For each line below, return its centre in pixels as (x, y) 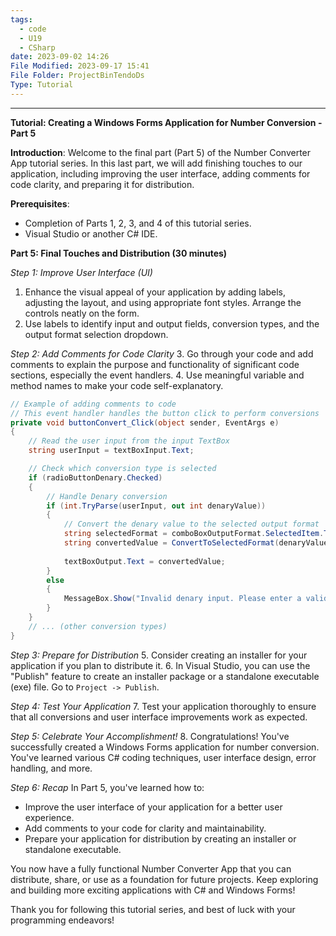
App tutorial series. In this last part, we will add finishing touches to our (156, 163)
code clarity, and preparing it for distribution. (102, 184)
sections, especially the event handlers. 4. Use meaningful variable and (157, 375)
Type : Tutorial (42, 85)
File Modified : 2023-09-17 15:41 (80, 66)
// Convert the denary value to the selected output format (191, 524)
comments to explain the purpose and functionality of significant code (155, 364)
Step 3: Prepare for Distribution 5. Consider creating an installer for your (159, 655)
